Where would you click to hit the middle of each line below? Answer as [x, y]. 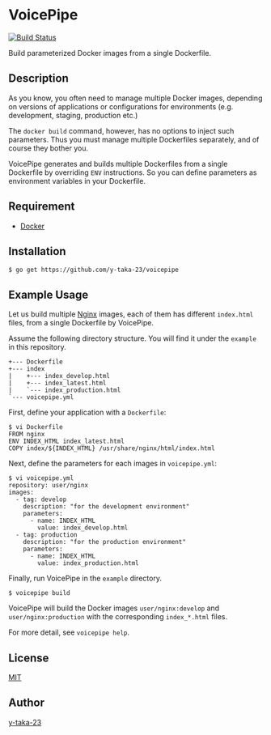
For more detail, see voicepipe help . [69, 632]
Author [26, 703]
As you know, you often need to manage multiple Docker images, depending [135, 98]
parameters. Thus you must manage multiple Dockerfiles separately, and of [134, 139]
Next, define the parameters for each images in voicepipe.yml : [112, 464]
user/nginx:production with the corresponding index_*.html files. [118, 617]
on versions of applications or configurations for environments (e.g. [121, 106]
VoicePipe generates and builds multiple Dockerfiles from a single [118, 164]
